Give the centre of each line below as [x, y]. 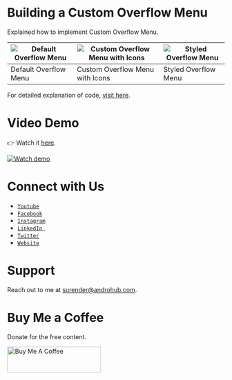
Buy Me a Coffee [56, 317]
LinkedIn [30, 228]
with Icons [94, 78]
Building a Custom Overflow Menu [108, 13]
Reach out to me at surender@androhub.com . [72, 289]
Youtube [28, 206]
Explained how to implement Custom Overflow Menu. [83, 32]
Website [28, 243]
